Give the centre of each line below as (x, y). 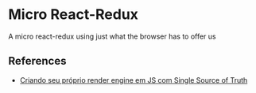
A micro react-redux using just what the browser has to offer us (112, 36)
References (37, 61)
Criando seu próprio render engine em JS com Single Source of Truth (134, 80)
